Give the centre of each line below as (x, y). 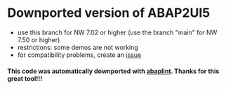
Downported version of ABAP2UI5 (109, 13)
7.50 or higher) (39, 39)
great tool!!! (25, 78)
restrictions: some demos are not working (78, 47)
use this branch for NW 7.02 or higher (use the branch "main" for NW (117, 32)
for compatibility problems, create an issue (79, 55)
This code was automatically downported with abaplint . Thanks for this (113, 71)
